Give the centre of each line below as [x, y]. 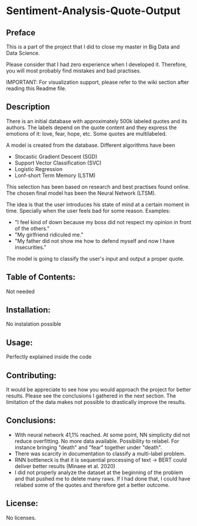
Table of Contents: [41, 277]
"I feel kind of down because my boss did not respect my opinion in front [103, 222]
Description [28, 107]
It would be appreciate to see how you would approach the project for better [98, 390]
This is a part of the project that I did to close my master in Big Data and [93, 47]
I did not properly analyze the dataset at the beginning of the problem [99, 472]
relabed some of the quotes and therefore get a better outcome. [92, 485]
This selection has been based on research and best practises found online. [98, 186]
